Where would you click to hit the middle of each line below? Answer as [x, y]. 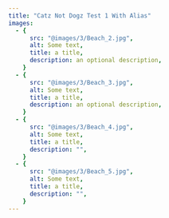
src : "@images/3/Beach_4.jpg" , [81, 127]
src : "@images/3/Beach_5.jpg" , [81, 172]
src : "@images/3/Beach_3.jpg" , [81, 82]
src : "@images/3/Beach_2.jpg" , [81, 38]
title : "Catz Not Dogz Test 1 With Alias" [80, 16]
